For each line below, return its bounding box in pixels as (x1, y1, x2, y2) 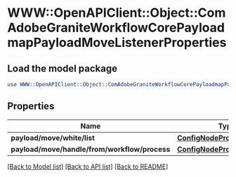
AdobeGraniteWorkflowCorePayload (7, 20, 225, 36)
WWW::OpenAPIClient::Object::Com (7, 5, 226, 21)
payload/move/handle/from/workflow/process (11, 144, 171, 154)
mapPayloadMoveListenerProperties (7, 35, 227, 50)
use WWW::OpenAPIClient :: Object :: (7, 81, 109, 88)
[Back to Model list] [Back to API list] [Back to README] (7, 162, 169, 171)
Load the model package (7, 62, 118, 74)
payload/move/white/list (11, 133, 95, 143)
